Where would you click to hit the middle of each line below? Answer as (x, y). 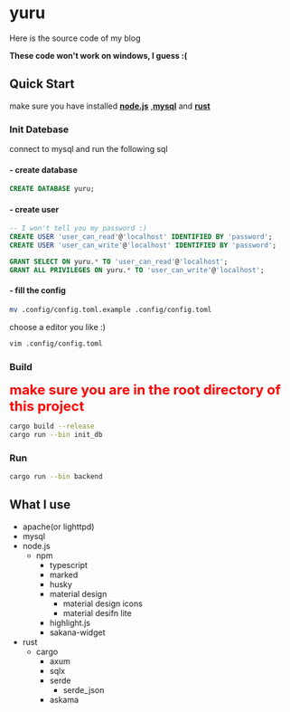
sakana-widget (77, 632)
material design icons (103, 603)
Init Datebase (39, 129)
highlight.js (70, 622)
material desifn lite (98, 612)
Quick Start (42, 84)
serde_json (84, 689)
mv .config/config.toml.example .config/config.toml (111, 309)
